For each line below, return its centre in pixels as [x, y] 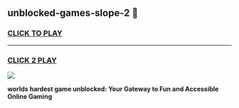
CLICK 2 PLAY [32, 60]
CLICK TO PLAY [35, 33]
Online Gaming [30, 96]
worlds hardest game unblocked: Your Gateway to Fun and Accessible [113, 89]
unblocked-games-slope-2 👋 [73, 13]
